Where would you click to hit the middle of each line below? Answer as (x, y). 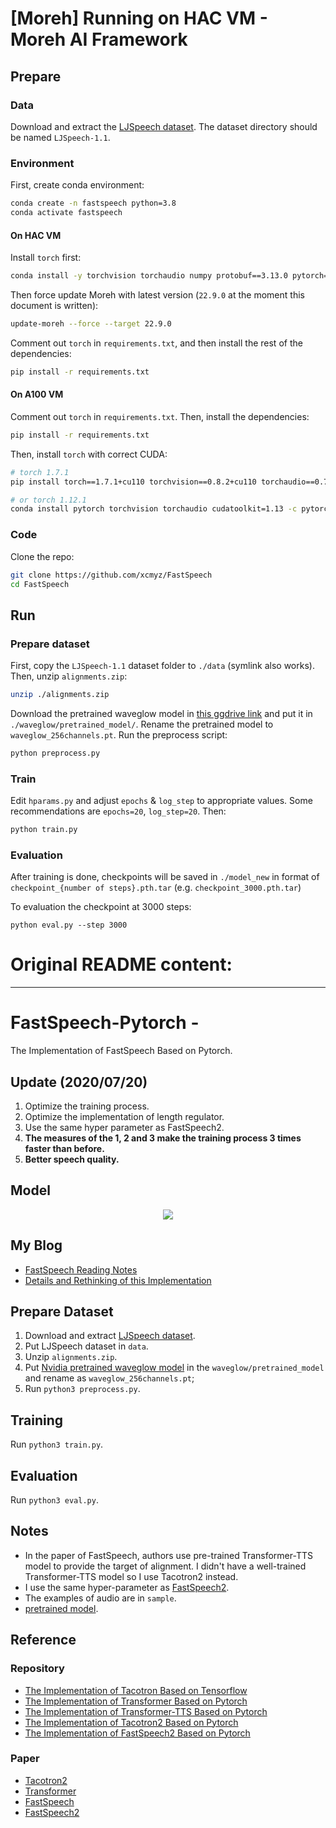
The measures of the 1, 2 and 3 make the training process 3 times (163, 1138)
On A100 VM (37, 394)
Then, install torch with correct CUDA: (89, 454)
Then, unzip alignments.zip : (69, 676)
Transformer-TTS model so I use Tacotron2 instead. (131, 1576)
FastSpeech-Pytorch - (105, 1023)
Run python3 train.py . (57, 1444)
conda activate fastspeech (66, 213)
